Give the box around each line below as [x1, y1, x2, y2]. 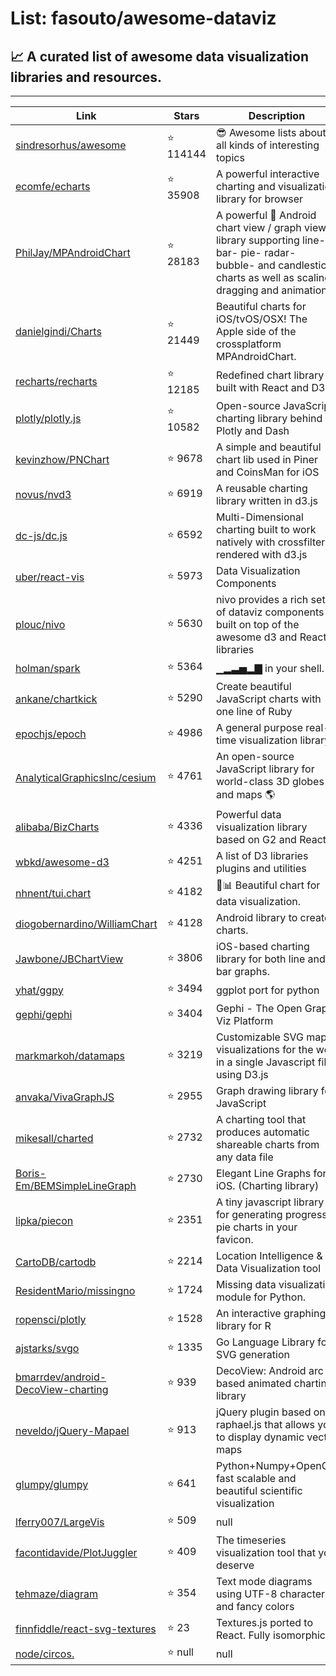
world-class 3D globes [215, 775, 325, 788]
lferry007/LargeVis [15, 1515, 105, 1529]
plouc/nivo [15, 618, 66, 631]
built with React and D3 [215, 380, 326, 394]
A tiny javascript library [215, 1195, 325, 1209]
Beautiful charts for [215, 300, 307, 313]
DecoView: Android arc [215, 1364, 324, 1377]
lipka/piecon [15, 1214, 74, 1227]
